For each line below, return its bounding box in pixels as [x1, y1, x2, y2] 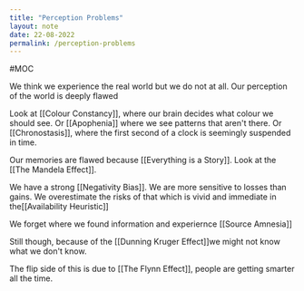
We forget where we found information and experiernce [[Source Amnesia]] [9, 218, 293, 229]
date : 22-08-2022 [9, 30, 75, 39]
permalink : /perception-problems [9, 38, 136, 48]
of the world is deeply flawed [9, 91, 119, 102]
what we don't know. [9, 246, 87, 257]
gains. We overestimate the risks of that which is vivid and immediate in [9, 191, 277, 202]
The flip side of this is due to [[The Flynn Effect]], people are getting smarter [9, 264, 295, 275]
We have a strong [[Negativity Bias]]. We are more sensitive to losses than [9, 182, 288, 193]
